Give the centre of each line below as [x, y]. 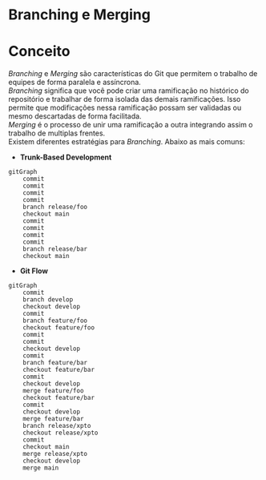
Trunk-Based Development [66, 157]
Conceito [39, 52]
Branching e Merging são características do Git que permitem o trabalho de [133, 74]
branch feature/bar [55, 363]
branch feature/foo [55, 321]
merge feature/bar [53, 419]
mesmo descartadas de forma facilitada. [75, 116]
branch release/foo [55, 207]
